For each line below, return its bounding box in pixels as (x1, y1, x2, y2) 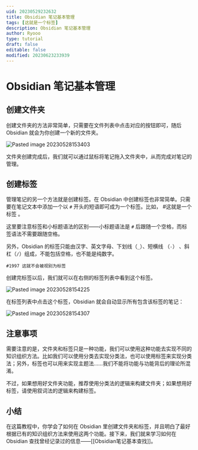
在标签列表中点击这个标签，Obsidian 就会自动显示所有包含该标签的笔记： (6, 298, 184, 305)
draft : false (6, 42, 38, 48)
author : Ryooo (6, 31, 41, 37)
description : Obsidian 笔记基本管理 (6, 25, 91, 31)
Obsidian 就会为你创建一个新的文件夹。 (6, 129, 102, 136)
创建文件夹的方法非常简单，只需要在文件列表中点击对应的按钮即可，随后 (6, 121, 181, 128)
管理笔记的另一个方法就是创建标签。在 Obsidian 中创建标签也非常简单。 (6, 196, 181, 203)
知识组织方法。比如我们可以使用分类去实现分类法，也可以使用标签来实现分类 (6, 353, 192, 360)
